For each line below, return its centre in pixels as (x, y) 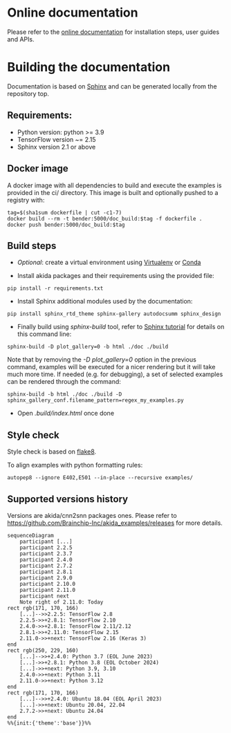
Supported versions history (68, 499)
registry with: (26, 200)
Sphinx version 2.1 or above (56, 147)
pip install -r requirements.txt (55, 288)
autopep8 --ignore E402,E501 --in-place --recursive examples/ (100, 478)
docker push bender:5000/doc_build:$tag (66, 225)
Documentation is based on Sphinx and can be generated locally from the (112, 86)
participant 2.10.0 (48, 584)
